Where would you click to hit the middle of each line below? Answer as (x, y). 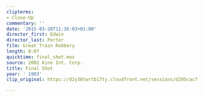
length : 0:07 (23, 52)
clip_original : (26, 79)
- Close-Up (20, 18)
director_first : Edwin (35, 35)
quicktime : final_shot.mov (41, 57)
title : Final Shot (30, 68)
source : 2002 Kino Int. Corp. (45, 62)
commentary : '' (26, 23)
